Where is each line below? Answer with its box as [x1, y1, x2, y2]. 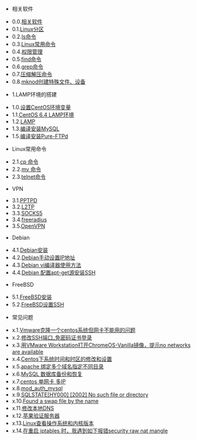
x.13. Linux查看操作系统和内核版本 [11, 420, 94, 427]
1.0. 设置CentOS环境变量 [11, 104, 71, 111]
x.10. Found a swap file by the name [11, 397, 99, 405]
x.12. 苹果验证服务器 [11, 412, 60, 419]
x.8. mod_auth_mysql [11, 385, 63, 392]
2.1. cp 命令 [11, 158, 39, 165]
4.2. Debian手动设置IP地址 [11, 254, 76, 261]
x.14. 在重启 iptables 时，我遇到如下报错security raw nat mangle [11, 427, 168, 434]
